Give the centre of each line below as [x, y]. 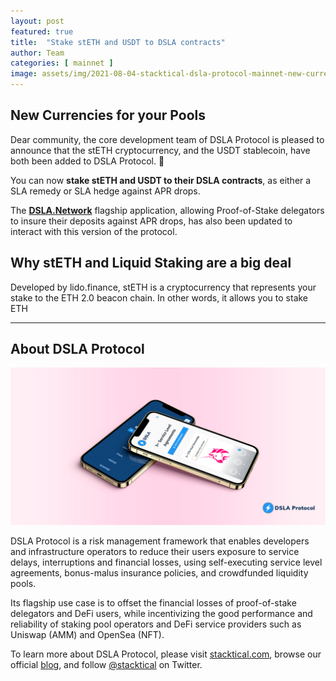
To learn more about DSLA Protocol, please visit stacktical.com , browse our [166, 654]
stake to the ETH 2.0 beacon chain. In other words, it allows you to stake [159, 297]
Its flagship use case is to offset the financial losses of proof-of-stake [153, 603]
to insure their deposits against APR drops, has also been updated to [151, 221]
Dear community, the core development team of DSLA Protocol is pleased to [167, 139]
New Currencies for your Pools [108, 115]
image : [24, 74]
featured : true [42, 31]
